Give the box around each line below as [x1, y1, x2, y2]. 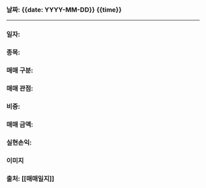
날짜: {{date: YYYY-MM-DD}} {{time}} [6, 5, 122, 14]
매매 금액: [6, 120, 34, 128]
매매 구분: [6, 66, 34, 75]
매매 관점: [6, 84, 34, 93]
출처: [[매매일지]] [6, 174, 55, 182]
